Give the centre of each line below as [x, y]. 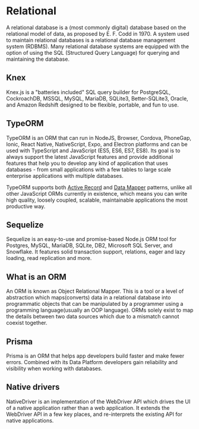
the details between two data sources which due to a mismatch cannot [93, 317]
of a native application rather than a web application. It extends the [88, 408]
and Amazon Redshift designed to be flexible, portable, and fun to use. [93, 105]
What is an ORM [36, 277]
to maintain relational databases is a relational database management [91, 40]
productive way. [26, 206]
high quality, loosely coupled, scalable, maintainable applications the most [97, 200]
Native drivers [33, 387]
